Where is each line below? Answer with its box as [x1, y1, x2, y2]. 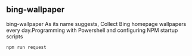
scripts [6, 32, 23, 40]
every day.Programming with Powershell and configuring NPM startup [6, 27, 178, 34]
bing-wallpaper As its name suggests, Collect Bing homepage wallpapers [6, 20, 187, 27]
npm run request [6, 44, 47, 50]
